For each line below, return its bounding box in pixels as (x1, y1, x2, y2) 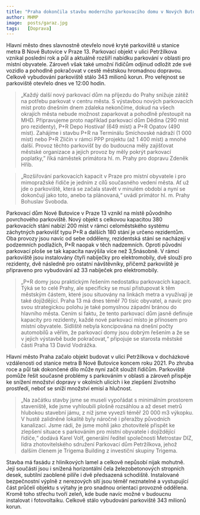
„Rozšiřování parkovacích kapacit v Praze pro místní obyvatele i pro (20, 172, 186, 180)
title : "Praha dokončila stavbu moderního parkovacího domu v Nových (6, 8, 183, 15)
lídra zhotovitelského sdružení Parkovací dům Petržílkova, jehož (20, 441, 177, 448)
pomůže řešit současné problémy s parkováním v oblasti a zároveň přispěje (6, 372, 192, 380)
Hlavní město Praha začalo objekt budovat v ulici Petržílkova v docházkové (6, 353, 189, 360)
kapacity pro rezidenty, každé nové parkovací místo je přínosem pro (20, 316, 187, 323)
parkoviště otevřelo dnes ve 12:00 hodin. (6, 80, 106, 87)
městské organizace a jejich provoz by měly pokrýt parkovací (20, 149, 171, 156)
